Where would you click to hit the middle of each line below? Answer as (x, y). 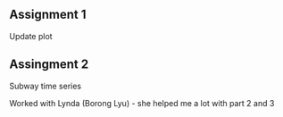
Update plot (31, 36)
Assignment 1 (48, 15)
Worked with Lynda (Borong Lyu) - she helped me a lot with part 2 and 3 (142, 103)
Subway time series (46, 86)
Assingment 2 (49, 65)
